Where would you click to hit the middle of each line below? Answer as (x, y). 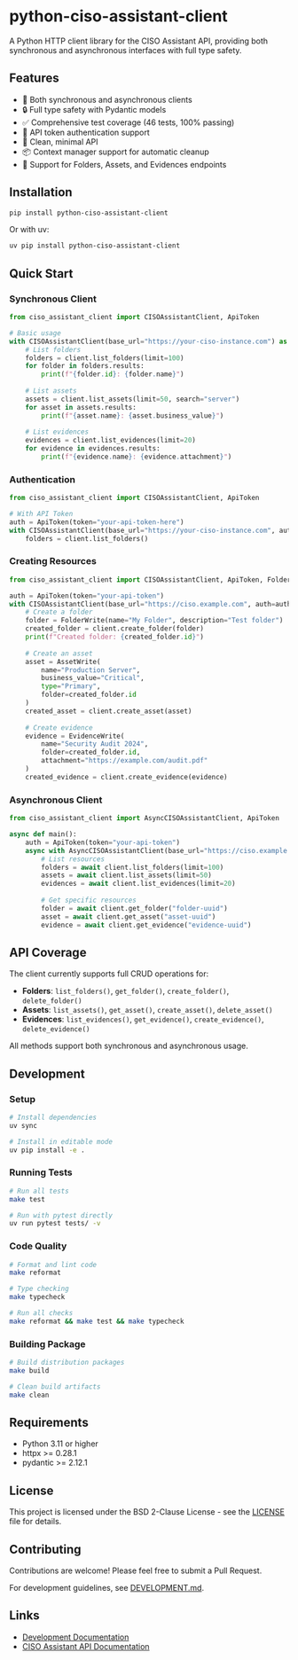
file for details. (35, 1522)
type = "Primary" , (71, 686)
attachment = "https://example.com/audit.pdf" (125, 761)
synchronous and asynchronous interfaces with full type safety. (125, 50)
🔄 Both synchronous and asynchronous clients (107, 99)
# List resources (73, 859)
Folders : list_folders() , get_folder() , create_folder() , (125, 991)
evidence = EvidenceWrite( (75, 736)
